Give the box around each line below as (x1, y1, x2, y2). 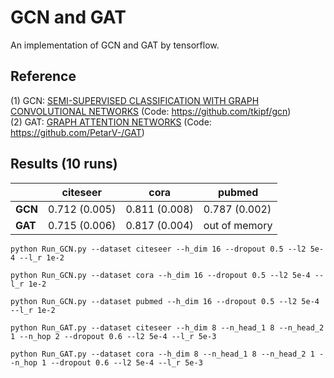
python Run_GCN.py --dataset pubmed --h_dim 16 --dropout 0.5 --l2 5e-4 (10, 296, 320, 306)
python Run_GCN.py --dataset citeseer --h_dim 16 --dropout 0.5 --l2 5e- (10, 244, 325, 254)
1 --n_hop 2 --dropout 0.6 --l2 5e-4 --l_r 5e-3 (10, 331, 217, 341)
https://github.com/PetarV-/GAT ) (10, 126, 145, 138)
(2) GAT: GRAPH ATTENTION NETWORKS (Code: (10, 116, 212, 128)
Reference (10, 68, 77, 85)
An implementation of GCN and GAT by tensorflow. (10, 39, 220, 51)
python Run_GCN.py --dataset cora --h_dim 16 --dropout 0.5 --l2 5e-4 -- (10, 270, 325, 280)
